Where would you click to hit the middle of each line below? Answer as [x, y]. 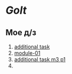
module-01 [27, 53]
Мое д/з [21, 33]
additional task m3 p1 [40, 59]
